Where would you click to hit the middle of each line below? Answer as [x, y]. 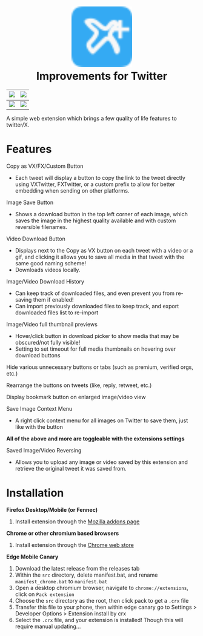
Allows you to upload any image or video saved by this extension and [101, 462]
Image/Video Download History [45, 282]
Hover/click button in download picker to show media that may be [97, 336]
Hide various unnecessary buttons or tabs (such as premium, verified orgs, [100, 367]
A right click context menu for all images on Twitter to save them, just [101, 420]
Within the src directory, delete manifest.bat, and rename [86, 575]
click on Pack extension [45, 594]
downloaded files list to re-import [57, 313]
